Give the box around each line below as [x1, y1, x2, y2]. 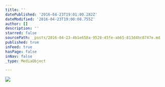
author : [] [5, 21, 28, 26]
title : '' [5, 7, 26, 12]
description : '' [5, 26, 39, 31]
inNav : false [5, 53, 33, 59]
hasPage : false [5, 49, 37, 54]
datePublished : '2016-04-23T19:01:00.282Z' [5, 12, 98, 17]
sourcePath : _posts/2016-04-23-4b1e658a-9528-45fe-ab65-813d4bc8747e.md [5, 35, 160, 40]
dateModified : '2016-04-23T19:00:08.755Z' [5, 16, 95, 21]
